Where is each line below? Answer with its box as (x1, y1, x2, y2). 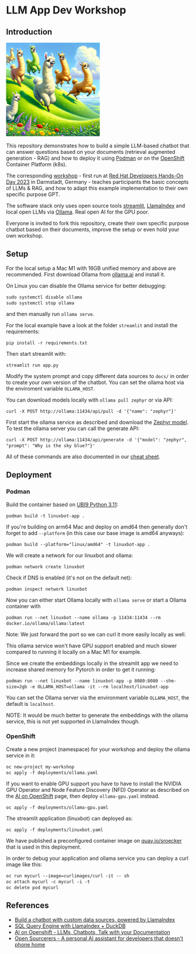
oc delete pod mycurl (6, 884, 59, 890)
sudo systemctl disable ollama (6, 294, 82, 300)
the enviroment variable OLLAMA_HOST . (6, 385, 95, 392)
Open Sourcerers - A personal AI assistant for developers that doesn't (14, 935, 183, 942)
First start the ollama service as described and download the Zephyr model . (6, 418, 189, 425)
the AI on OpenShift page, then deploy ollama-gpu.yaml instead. (6, 792, 160, 799)
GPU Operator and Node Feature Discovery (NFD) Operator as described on (6, 786, 190, 793)
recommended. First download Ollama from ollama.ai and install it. (6, 270, 166, 278)
